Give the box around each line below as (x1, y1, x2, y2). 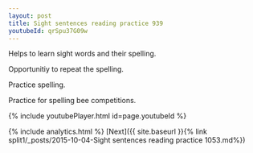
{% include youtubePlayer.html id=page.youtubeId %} (8, 111, 187, 121)
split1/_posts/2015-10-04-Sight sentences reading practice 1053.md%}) (8, 135, 246, 145)
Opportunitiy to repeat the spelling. (8, 64, 124, 74)
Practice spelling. (8, 80, 66, 89)
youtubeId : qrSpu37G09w (8, 27, 88, 35)
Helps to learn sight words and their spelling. (8, 49, 157, 59)
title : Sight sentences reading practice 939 (8, 19, 163, 27)
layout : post (8, 11, 52, 20)
